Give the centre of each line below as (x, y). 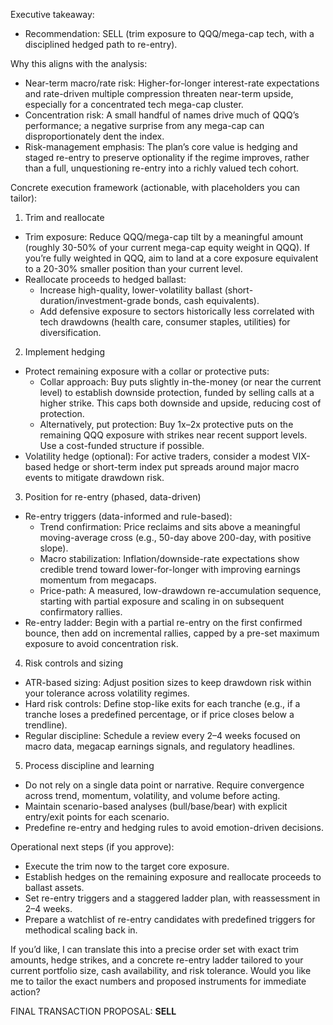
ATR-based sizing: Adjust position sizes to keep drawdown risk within (168, 682)
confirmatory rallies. (81, 612)
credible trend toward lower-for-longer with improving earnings (170, 569)
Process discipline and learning (89, 765)
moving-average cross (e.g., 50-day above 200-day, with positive (175, 537)
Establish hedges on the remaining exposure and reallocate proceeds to (173, 877)
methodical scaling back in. (81, 930)
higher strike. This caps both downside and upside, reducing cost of (180, 403)
